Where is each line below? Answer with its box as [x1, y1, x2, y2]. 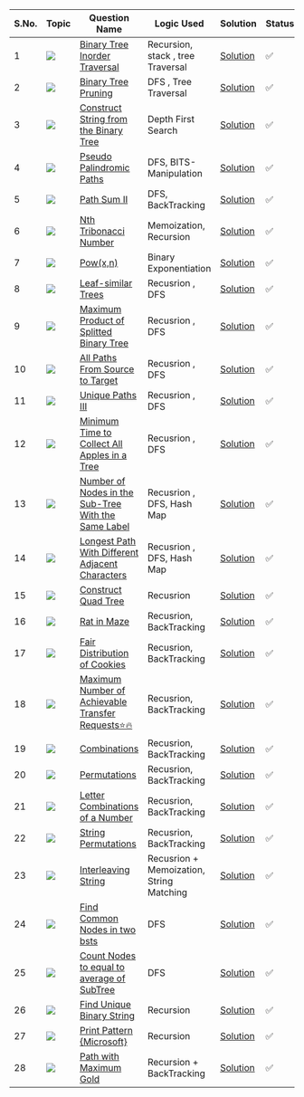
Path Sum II [80, 194, 128, 205]
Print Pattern [80, 1025, 133, 1036]
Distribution [80, 647, 129, 659]
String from [80, 113, 128, 125]
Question [89, 12, 129, 24]
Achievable [80, 696, 128, 708]
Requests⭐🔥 [80, 719, 133, 731]
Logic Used [154, 17, 204, 30]
